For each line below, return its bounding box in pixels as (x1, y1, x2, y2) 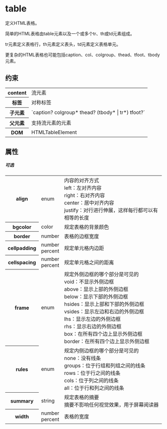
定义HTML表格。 (5, 20, 40, 26)
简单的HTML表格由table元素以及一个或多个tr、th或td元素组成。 (5, 30, 135, 36)
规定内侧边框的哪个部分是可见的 (64, 347, 139, 354)
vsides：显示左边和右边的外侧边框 (64, 308, 144, 315)
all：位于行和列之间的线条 (64, 384, 124, 391)
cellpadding (7, 245, 36, 252)
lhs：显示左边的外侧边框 (64, 315, 121, 322)
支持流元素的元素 (31, 120, 72, 127)
